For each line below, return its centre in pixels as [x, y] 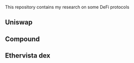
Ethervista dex [28, 56]
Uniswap [19, 22]
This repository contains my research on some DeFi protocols [67, 7]
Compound [22, 39]
